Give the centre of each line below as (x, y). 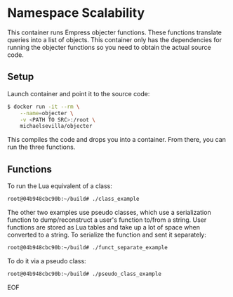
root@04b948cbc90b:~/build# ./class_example (73, 199)
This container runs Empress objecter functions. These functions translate (115, 32)
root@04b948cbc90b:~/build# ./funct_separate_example (88, 247)
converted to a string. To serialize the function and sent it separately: (107, 235)
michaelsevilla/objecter (56, 126)
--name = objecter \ (47, 113)
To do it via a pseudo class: (47, 260)
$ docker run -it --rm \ (44, 107)
